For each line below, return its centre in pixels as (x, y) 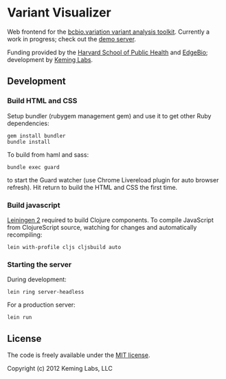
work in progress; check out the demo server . (71, 39)
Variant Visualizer (59, 13)
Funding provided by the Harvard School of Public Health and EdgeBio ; (108, 52)
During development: (37, 279)
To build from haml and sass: (48, 154)
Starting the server (39, 264)
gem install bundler (37, 136)
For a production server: (41, 305)
